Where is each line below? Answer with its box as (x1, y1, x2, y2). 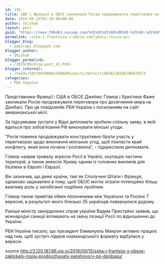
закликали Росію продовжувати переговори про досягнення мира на (5, 99, 151, 105)
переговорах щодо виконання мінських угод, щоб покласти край (5, 138, 142, 145)
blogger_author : (5, 48, 38, 53)
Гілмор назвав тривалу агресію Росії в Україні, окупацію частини (5, 153, 142, 159)
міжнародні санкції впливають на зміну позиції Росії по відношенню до (5, 213, 156, 219)
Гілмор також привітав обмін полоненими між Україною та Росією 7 (5, 193, 149, 199)
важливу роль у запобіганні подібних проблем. (5, 184, 105, 189)
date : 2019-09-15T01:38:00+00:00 (5, 16, 74, 21)
